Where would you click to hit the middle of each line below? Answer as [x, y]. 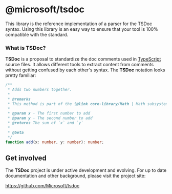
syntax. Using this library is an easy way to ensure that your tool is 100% [82, 29]
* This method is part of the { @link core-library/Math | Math [76, 104]
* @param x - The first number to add [49, 113]
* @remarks [19, 99]
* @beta [16, 132]
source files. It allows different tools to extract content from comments [80, 65]
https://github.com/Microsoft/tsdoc [42, 186]
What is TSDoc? [26, 48]
